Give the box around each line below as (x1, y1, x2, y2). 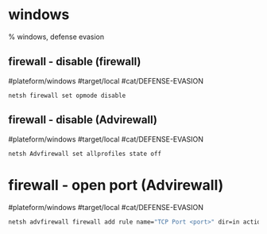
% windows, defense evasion (8, 32, 105, 41)
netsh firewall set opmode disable (8, 92, 126, 99)
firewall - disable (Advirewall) (8, 113, 157, 127)
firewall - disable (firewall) (8, 55, 141, 68)
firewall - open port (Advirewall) (8, 176, 224, 194)
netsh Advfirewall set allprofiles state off (8, 150, 161, 158)
